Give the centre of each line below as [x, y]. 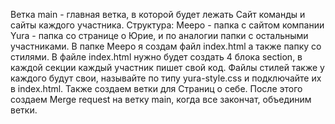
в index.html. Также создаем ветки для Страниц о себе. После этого [156, 88]
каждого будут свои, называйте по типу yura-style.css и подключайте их [166, 78]
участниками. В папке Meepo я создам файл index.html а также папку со [166, 46]
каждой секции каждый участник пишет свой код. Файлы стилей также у [167, 67]
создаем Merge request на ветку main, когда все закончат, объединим [161, 99]
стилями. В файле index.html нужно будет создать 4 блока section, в [156, 57]
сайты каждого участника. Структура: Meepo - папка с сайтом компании [167, 25]
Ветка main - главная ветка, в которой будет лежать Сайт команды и [158, 14]
